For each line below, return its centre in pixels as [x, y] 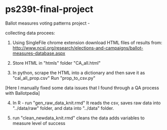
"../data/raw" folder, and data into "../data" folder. [63, 108]
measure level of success [39, 123]
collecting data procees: [30, 33]
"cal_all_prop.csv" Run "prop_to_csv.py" [54, 78]
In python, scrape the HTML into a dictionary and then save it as [79, 73]
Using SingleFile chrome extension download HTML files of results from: [87, 42]
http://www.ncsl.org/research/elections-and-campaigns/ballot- [78, 48]
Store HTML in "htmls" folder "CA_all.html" [56, 63]
